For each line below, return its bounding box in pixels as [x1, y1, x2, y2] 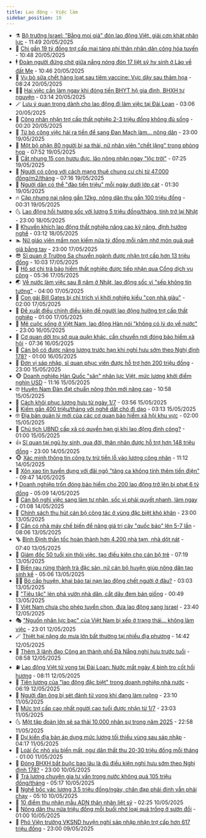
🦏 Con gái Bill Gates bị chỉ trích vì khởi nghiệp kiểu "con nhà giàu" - [15, 293, 185, 301]
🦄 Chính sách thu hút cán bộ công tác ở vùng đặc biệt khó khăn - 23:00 [15, 508, 197, 516]
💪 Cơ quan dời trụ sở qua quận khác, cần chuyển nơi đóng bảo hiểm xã [15, 333, 195, 340]
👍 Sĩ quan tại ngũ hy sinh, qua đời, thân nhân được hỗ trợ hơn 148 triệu [15, 438, 195, 446]
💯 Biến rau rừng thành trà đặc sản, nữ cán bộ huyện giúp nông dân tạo [15, 564, 193, 571]
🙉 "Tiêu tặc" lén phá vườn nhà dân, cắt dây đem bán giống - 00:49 [15, 590, 184, 597]
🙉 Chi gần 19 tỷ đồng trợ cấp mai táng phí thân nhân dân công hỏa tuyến [15, 44, 199, 52]
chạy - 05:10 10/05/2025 [15, 792, 78, 799]
